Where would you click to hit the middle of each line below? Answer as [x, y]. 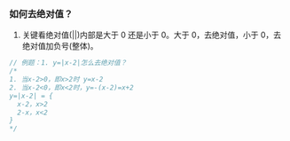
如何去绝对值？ [41, 13]
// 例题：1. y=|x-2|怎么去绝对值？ [68, 63]
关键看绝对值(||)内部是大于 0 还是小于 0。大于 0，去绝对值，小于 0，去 [152, 35]
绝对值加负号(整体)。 [60, 46]
